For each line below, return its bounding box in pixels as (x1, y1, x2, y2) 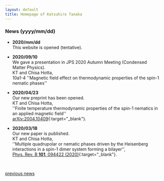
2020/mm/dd (12, 39, 41, 45)
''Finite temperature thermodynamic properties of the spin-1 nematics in (12, 105, 158, 111)
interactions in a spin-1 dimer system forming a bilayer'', (12, 146, 126, 152)
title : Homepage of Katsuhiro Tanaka (5, 12, 82, 17)
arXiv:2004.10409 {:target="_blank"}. (12, 116, 87, 121)
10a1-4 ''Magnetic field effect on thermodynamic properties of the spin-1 (12, 75, 160, 81)
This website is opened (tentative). (12, 44, 82, 50)
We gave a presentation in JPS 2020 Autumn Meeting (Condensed (12, 59, 147, 65)
